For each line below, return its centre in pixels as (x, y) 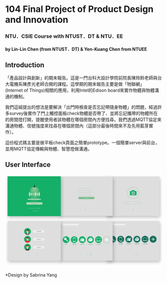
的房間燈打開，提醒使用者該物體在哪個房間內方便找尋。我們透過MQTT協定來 (83, 119)
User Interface (28, 165)
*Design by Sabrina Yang (31, 275)
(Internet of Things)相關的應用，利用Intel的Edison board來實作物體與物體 (80, 90)
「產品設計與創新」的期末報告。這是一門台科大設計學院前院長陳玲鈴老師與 (81, 78)
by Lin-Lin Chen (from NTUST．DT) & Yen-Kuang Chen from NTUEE (76, 49)
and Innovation (37, 20)
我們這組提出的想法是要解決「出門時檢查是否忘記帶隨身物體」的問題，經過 (81, 107)
